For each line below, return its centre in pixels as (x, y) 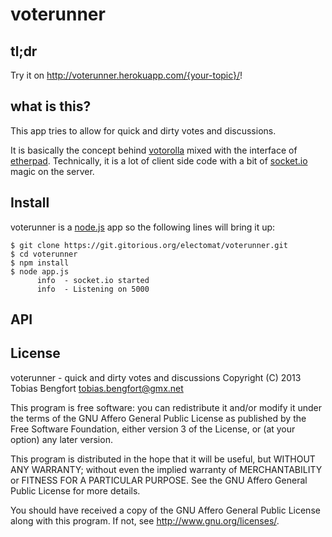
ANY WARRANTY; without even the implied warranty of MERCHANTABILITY (166, 469)
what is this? (51, 106)
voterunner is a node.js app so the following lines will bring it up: (143, 227)
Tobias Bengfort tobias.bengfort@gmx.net (97, 388)
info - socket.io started (93, 280)
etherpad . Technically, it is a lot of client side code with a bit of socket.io (159, 160)
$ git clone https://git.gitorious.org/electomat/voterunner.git (149, 245)
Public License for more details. (75, 490)
